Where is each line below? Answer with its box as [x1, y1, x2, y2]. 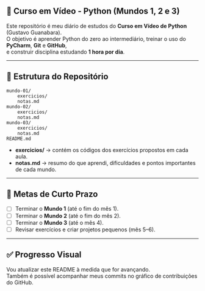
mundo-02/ [6, 103, 32, 110]
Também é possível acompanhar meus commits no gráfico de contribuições [6, 272, 198, 279]
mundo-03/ [6, 119, 32, 125]
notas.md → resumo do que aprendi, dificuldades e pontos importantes [15, 159, 196, 166]
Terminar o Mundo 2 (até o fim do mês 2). [15, 212, 121, 219]
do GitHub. [6, 278, 34, 286]
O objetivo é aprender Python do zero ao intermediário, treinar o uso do [6, 35, 186, 43]
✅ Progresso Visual [6, 250, 82, 260]
